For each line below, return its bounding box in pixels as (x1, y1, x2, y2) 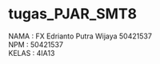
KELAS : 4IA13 (8, 48, 55, 58)
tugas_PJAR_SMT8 (8, 5, 138, 23)
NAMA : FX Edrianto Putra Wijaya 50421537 (8, 31, 152, 41)
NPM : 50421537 (8, 39, 64, 49)
